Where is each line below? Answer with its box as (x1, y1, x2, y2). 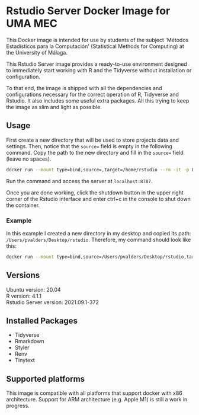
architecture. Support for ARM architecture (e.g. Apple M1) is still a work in (6, 396, 188, 403)
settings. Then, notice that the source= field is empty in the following (6, 142, 173, 149)
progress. (6, 402, 30, 410)
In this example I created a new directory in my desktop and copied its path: (6, 229, 191, 237)
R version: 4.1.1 (6, 292, 41, 299)
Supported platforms (6, 373, 85, 384)
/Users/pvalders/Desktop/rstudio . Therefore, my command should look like (6, 236, 191, 243)
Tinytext (14, 357, 36, 364)
